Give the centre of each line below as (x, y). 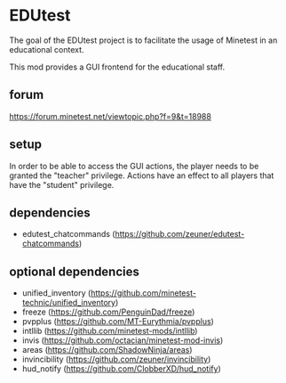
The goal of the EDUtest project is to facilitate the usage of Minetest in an (143, 40)
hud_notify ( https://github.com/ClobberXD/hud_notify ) (121, 369)
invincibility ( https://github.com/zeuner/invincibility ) (116, 359)
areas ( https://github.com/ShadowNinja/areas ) (107, 350)
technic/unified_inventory (69, 303)
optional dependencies (75, 271)
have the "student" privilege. (62, 184)
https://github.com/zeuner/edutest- (180, 234)
